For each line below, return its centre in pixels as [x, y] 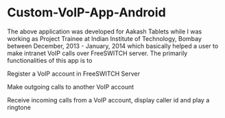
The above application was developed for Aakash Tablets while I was [105, 31]
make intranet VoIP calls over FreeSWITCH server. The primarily [97, 53]
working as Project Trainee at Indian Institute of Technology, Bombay [105, 38]
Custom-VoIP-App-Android [86, 13]
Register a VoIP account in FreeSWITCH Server [74, 74]
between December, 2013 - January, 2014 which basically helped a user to [113, 46]
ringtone [19, 107]
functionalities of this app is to [50, 60]
